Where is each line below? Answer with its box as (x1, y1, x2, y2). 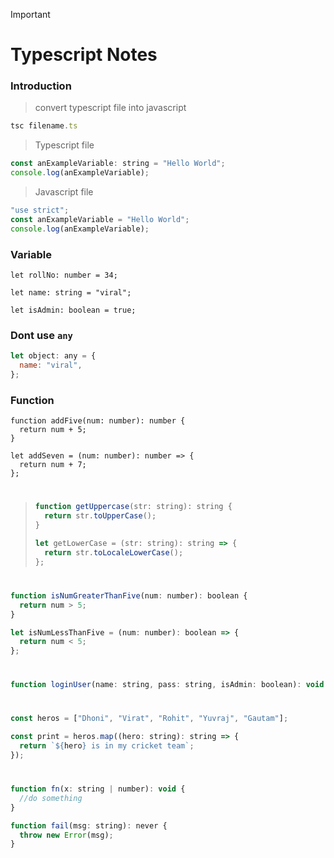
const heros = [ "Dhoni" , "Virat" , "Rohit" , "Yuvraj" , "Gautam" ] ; (10, 714, 289, 724)
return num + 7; (19, 460, 87, 470)
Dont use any (10, 328, 73, 342)
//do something (19, 793, 83, 803)
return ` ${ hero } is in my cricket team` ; (19, 741, 195, 751)
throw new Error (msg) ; (19, 830, 114, 840)
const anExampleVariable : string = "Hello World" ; (10, 159, 226, 169)
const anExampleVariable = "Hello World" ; (10, 214, 190, 224)
